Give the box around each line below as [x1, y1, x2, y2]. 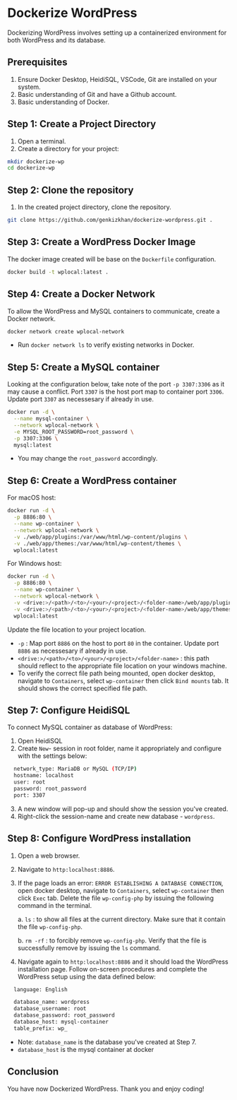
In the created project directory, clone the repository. [17, 203, 171, 211]
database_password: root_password [13, 1012, 115, 1019]
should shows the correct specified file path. [17, 684, 148, 692]
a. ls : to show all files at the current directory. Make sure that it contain [17, 915, 226, 923]
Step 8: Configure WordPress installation [7, 832, 192, 845]
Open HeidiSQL [17, 737, 63, 745]
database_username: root [13, 1005, 87, 1012]
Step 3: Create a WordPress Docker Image [7, 236, 196, 248]
